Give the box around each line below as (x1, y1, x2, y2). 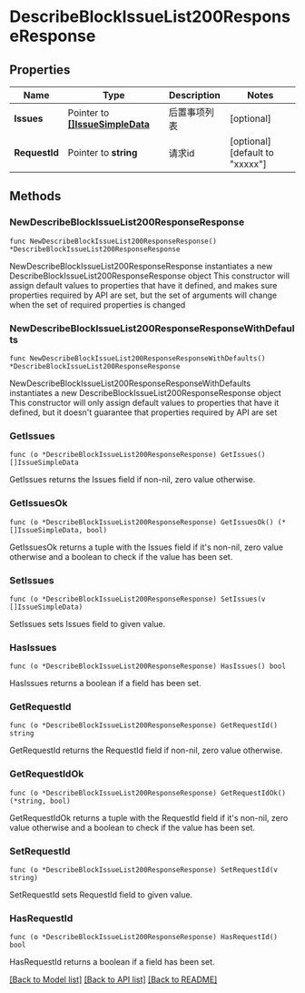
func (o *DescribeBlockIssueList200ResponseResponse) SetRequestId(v (9, 866, 279, 875)
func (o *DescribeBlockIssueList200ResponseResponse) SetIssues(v (9, 594, 266, 603)
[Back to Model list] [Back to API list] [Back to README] (9, 974, 218, 985)
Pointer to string (67, 147, 138, 158)
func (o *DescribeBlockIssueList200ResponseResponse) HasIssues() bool (9, 662, 286, 671)
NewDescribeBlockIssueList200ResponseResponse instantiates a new (9, 260, 273, 271)
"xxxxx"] (230, 157, 267, 170)
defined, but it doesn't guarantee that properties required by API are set (9, 407, 278, 418)
